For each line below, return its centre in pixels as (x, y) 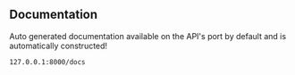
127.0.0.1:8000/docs (48, 62)
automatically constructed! (59, 46)
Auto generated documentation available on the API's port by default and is (148, 36)
